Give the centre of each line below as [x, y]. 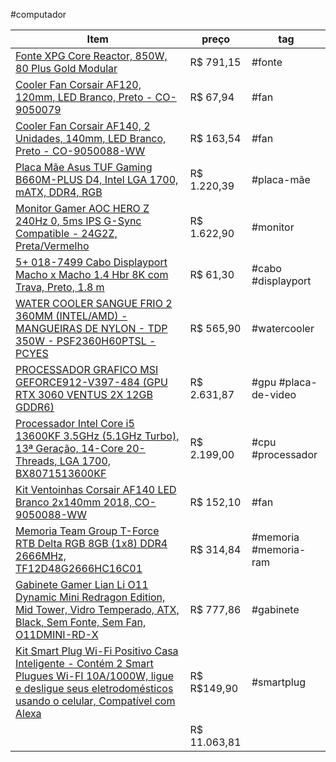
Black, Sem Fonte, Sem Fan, [81, 622]
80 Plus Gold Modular [66, 68]
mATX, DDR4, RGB [59, 192]
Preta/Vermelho [52, 246]
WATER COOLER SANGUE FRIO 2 [94, 303]
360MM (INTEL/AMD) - [71, 316]
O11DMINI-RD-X [57, 634]
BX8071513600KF [61, 473]
